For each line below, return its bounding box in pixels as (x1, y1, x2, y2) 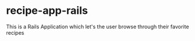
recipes (6, 29, 25, 36)
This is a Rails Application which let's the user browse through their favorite (6, 23, 190, 30)
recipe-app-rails (6, 4, 88, 17)
